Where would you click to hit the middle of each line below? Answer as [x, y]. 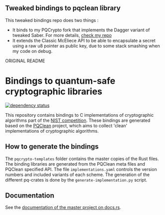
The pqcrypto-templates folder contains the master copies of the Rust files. [82, 159]
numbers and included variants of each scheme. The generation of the [78, 175]
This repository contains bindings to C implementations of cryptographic [80, 115]
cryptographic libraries [54, 91]
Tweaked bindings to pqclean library [63, 8]
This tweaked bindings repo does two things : [52, 20]
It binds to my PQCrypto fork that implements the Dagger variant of [81, 30]
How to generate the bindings [52, 147]
